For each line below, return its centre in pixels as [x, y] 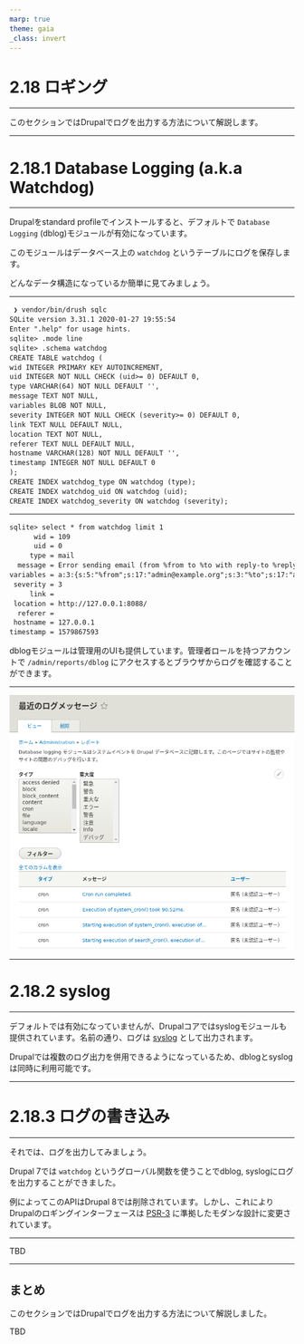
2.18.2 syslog [60, 991]
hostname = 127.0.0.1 [54, 623]
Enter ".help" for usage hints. [70, 329]
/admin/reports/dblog [68, 663]
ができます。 [33, 673]
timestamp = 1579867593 [54, 633]
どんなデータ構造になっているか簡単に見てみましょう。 [112, 283]
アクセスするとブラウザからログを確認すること [206, 662]
